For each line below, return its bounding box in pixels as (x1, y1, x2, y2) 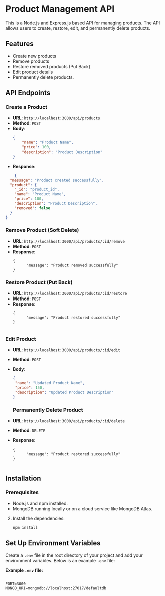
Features (5, 40, 34, 48)
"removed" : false (14, 205, 51, 211)
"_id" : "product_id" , (14, 187, 59, 192)
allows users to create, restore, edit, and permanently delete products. (5, 25, 150, 31)
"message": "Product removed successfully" (26, 263, 119, 268)
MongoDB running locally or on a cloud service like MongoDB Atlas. (12, 505, 153, 512)
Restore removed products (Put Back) (12, 63, 91, 69)
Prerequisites (5, 489, 39, 496)
